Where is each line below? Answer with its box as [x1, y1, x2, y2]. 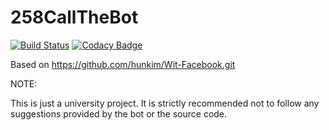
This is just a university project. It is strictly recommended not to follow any [10, 97, 320, 109]
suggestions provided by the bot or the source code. [10, 107, 228, 120]
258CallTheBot [10, 6, 139, 29]
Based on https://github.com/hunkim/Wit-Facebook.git [10, 58, 236, 70]
